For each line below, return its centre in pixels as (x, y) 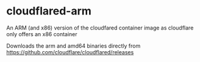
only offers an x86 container (42, 34)
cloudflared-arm (49, 11)
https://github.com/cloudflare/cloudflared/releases (70, 52)
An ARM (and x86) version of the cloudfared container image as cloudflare (100, 28)
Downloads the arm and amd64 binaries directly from (73, 46)
